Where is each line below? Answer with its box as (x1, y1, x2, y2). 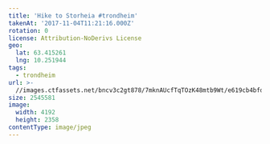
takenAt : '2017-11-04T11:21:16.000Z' (8, 19, 135, 27)
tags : (8, 64, 27, 72)
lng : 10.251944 (15, 57, 67, 65)
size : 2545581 (8, 94, 56, 102)
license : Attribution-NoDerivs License (8, 34, 142, 42)
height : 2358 (15, 116, 59, 124)
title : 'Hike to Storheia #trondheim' (8, 11, 138, 20)
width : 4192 (15, 109, 56, 117)
